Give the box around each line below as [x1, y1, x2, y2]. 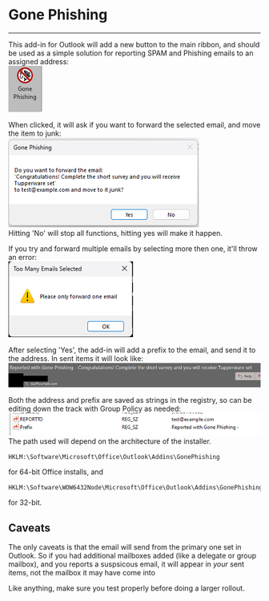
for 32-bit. [8, 497, 42, 507]
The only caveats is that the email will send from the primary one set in [8, 542, 242, 551]
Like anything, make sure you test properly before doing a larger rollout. [8, 583, 246, 593]
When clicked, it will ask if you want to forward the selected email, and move [8, 120, 261, 129]
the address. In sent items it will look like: [8, 353, 144, 363]
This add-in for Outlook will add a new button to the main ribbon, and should [8, 39, 260, 49]
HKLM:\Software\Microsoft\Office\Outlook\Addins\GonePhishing [8, 453, 220, 461]
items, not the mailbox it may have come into [8, 567, 156, 577]
